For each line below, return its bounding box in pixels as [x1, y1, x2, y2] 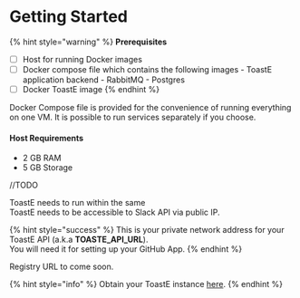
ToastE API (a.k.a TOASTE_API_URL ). [9, 234, 149, 245]
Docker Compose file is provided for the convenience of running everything [9, 102, 292, 113]
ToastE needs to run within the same [9, 197, 146, 208]
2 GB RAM [22, 152, 62, 164]
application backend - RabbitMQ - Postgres [22, 74, 186, 85]
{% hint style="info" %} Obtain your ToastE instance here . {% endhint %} [9, 279, 284, 290]
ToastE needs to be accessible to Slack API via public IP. [9, 207, 220, 218]
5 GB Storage [22, 162, 73, 173]
